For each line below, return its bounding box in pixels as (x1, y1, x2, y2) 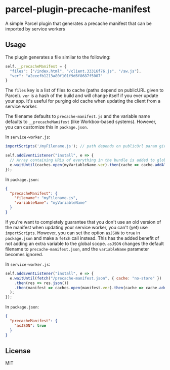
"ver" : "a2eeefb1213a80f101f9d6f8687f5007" (10, 73, 103, 78)
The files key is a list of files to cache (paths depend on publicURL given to (5, 87, 164, 94)
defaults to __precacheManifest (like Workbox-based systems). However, (5, 118, 157, 125)
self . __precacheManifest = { (5, 64, 67, 69)
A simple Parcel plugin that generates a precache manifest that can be (5, 20, 152, 26)
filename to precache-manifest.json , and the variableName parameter (5, 245, 149, 252)
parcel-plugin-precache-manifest (5, 4, 151, 15)
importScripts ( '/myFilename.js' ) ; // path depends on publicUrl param (5, 144, 157, 149)
